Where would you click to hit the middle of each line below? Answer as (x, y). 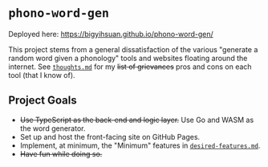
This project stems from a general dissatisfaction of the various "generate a (133, 49)
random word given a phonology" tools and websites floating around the (128, 58)
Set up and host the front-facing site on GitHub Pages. (110, 136)
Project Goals (43, 101)
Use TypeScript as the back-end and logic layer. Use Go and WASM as (137, 120)
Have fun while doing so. (61, 153)
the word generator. (53, 128)
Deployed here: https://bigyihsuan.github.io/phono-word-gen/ (111, 34)
